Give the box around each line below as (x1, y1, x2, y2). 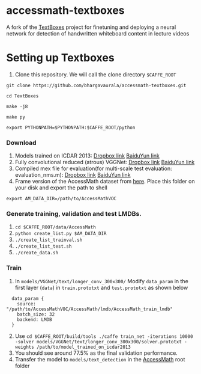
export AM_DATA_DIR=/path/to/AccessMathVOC (6, 196, 117, 202)
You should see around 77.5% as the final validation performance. (14, 349, 178, 357)
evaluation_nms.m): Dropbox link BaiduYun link (14, 171, 131, 179)
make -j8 (6, 103, 28, 109)
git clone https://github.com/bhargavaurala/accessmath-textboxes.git (6, 82, 187, 88)
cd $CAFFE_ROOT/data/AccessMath (14, 224, 96, 230)
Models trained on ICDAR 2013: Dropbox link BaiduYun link (14, 152, 160, 159)
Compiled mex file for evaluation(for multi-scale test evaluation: (14, 165, 172, 172)
